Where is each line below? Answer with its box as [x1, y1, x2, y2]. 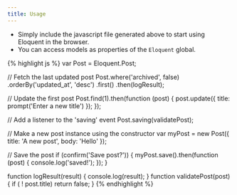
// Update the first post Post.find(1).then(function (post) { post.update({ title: [7, 94, 230, 102]
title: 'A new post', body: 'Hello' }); [7, 137, 107, 145]
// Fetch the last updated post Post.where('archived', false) [7, 73, 180, 81]
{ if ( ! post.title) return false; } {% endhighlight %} [7, 179, 154, 188]
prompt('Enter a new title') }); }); [7, 101, 102, 110]
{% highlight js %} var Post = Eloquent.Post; [7, 58, 137, 68]
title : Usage [7, 10, 46, 18]
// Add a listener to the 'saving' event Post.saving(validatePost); [7, 115, 194, 124]
